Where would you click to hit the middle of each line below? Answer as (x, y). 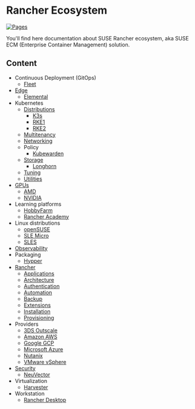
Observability (31, 248)
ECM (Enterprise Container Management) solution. (68, 45)
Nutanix (33, 355)
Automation (38, 292)
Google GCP (39, 343)
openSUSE (37, 229)
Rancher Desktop (45, 399)
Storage (33, 160)
